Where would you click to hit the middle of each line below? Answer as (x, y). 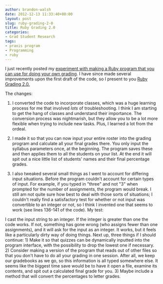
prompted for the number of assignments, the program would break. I (82, 189)
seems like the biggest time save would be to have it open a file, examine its (81, 266)
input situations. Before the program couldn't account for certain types (83, 179)
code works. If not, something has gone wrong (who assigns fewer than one (81, 225)
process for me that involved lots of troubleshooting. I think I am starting (84, 108)
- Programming (19, 50)
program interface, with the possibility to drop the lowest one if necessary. (80, 245)
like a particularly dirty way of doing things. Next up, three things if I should (81, 235)
